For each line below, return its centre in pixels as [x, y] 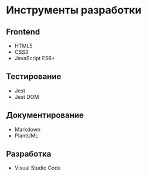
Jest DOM [27, 96]
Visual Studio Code [38, 168]
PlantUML [26, 136]
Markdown [28, 129]
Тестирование [34, 77]
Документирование [45, 115]
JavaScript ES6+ [35, 58]
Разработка [29, 154]
